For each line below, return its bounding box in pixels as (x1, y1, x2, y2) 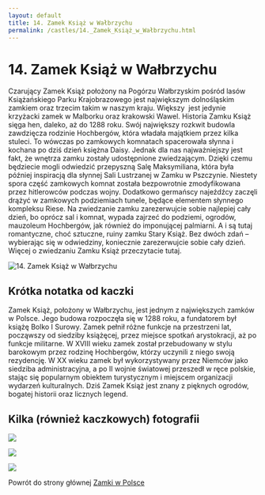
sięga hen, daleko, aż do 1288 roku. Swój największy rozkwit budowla (8, 120, 236, 130)
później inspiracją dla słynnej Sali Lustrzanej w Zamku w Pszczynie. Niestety (8, 171, 258, 180)
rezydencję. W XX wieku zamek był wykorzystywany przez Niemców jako (8, 356, 248, 365)
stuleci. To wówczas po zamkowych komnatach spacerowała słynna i (8, 137, 234, 146)
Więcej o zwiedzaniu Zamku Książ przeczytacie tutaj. (8, 246, 182, 255)
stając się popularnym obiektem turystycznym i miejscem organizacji (8, 372, 233, 382)
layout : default (8, 11, 62, 20)
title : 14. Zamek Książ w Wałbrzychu (8, 19, 133, 27)
